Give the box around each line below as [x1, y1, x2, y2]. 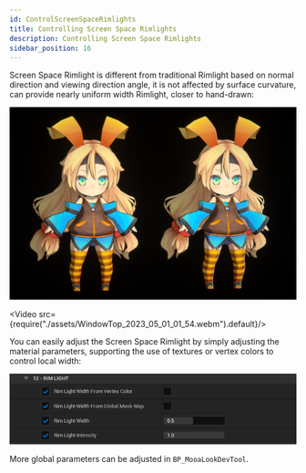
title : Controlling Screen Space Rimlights [9, 24, 178, 34]
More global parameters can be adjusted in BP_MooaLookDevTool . [9, 454, 249, 465]
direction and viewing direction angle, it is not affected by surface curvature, [9, 79, 297, 90]
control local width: [9, 355, 82, 366]
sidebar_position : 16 [9, 44, 92, 53]
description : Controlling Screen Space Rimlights [9, 34, 202, 43]
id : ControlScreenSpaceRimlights [9, 15, 137, 24]
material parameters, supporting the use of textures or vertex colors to [9, 346, 274, 357]
